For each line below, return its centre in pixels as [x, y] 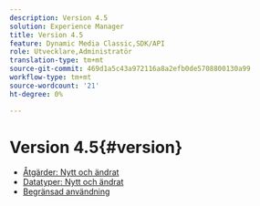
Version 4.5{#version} [96, 147]
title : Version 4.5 [47, 35]
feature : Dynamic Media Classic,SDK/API [88, 43]
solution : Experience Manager [67, 26]
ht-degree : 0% [36, 94]
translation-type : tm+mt [57, 60]
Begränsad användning [66, 191]
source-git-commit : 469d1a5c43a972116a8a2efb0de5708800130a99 [130, 69]
